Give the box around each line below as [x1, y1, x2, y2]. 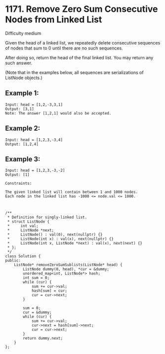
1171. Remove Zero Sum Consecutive [5, 3, 158, 15]
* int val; [7, 223, 39, 228]
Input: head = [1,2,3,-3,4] [5, 137, 63, 142]
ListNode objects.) [5, 75, 43, 80]
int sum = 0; [23, 275, 50, 280]
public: [5, 258, 21, 263]
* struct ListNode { [7, 219, 50, 224]
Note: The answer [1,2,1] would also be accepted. [5, 111, 112, 116]
